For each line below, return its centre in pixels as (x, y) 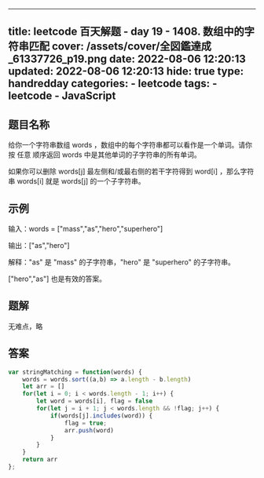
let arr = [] (44, 387)
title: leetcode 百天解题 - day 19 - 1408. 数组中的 (126, 32)
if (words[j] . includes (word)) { (101, 416)
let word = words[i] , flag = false (95, 401)
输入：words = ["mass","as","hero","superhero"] (86, 229)
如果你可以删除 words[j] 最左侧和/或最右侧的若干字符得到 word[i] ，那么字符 (131, 171)
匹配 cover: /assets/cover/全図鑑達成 (120, 47)
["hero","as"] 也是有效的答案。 (57, 279)
